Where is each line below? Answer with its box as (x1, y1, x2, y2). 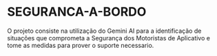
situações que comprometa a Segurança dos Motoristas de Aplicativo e (7, 33, 210, 42)
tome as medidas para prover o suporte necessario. (7, 41, 154, 49)
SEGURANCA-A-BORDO (7, 4, 147, 20)
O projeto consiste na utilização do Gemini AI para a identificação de (7, 27, 202, 35)
